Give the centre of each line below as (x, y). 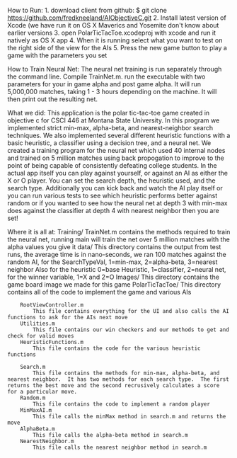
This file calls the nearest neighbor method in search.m (120, 447)
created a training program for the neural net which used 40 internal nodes (116, 150)
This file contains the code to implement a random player (122, 404)
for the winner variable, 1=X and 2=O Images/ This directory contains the (113, 277)
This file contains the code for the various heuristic (117, 348)
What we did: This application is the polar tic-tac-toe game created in (109, 113)
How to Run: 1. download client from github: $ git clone (87, 10)
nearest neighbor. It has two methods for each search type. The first (118, 379)
